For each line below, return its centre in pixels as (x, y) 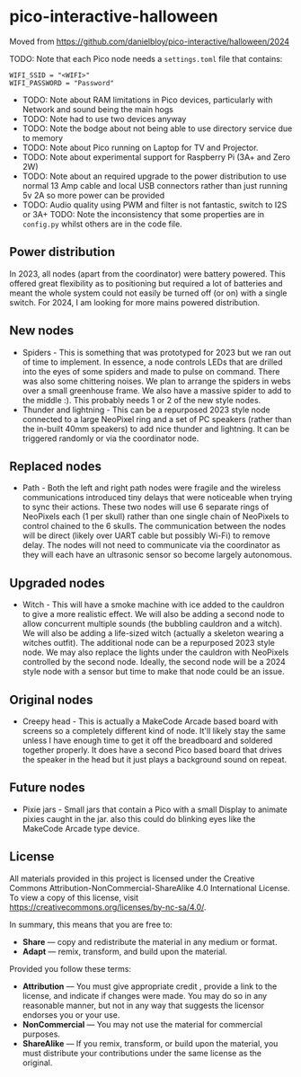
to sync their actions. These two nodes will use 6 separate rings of (146, 507)
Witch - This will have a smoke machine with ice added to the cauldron (153, 605)
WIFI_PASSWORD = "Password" (62, 83)
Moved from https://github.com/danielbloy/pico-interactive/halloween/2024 (150, 41)
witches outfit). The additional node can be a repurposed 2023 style (149, 643)
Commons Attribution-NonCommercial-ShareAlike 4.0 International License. (150, 887)
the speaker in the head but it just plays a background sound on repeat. (155, 759)
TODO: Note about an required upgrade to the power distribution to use (155, 176)
